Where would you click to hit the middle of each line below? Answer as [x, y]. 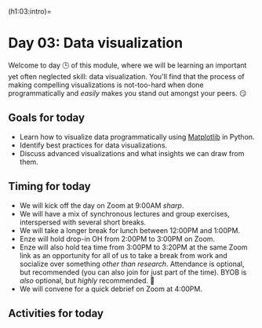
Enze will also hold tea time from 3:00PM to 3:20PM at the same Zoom [133, 247]
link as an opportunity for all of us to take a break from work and [123, 255]
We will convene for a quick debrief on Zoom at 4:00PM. [111, 289]
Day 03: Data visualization [95, 43]
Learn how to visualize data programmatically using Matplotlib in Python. [137, 137]
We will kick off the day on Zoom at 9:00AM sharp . [102, 205]
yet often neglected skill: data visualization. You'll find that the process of [126, 76]
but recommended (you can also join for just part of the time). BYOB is [133, 272]
